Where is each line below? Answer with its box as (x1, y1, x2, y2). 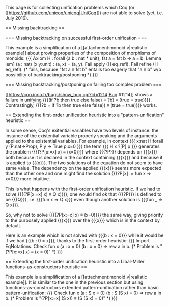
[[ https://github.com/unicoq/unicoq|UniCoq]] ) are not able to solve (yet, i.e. (5, 10, 164, 16)
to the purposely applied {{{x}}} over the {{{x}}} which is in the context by (5, 217, 160, 223)
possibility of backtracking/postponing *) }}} (5, 72, 98, 78)
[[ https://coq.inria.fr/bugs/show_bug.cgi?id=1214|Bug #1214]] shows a (5, 91, 153, 97)
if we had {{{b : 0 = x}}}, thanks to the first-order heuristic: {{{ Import (5, 238, 150, 243)
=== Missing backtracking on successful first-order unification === (5, 35, 147, 41)
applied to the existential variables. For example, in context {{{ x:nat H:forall (5, 138, 164, 144)
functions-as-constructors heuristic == (5, 264, 88, 270)
